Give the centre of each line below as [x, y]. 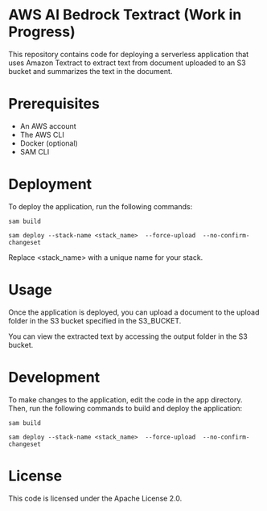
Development [54, 377]
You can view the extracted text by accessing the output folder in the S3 [128, 336]
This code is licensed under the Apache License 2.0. [95, 498]
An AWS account [48, 126]
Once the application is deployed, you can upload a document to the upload [134, 312]
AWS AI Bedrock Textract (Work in [125, 15]
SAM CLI [35, 151]
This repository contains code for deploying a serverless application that [129, 54]
